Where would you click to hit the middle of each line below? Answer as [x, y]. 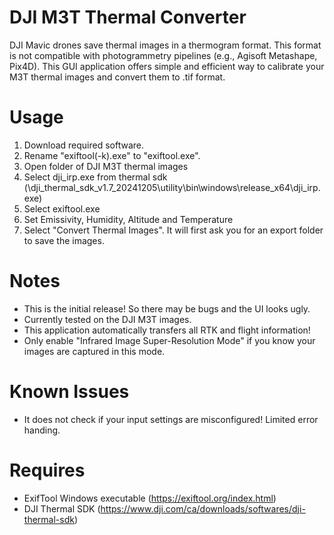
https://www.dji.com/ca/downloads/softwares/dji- [203, 508]
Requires [47, 470]
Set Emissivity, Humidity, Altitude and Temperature [128, 219]
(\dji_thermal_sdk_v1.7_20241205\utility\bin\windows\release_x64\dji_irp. [172, 187]
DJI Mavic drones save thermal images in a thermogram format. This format [165, 45]
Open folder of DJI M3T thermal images [106, 166]
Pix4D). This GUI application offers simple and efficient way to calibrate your [167, 66]
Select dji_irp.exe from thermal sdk [95, 177]
